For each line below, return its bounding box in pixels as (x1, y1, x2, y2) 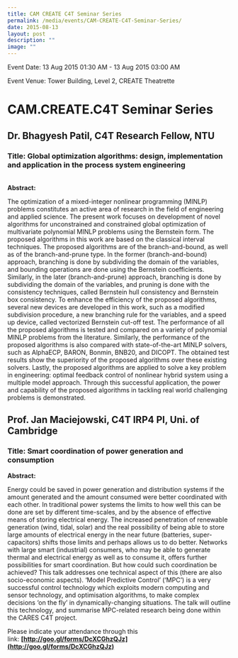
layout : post (7, 30, 46, 38)
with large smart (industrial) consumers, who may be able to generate (7, 545, 211, 554)
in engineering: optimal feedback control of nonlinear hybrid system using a (7, 371, 229, 379)
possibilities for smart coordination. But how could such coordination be (7, 560, 217, 569)
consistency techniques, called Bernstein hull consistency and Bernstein (7, 287, 219, 296)
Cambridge (7, 425, 58, 437)
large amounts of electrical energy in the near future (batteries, (7, 530, 191, 539)
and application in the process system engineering (7, 160, 186, 170)
